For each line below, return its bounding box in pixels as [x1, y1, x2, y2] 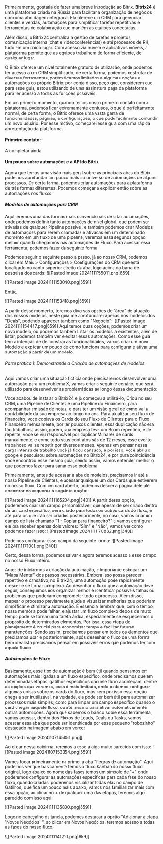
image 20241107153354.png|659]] [23, 749, 92, 755]
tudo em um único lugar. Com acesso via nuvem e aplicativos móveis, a [5, 45, 148, 50]
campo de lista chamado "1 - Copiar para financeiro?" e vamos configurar [5, 518, 153, 524]
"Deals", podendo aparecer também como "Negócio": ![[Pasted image [5, 318, 146, 324]
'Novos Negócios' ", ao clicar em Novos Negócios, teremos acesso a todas [5, 819, 155, 824]
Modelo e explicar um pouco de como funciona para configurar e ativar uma [5, 344, 158, 350]
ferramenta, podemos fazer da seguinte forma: [5, 245, 98, 251]
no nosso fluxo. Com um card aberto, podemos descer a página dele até [5, 482, 150, 488]
